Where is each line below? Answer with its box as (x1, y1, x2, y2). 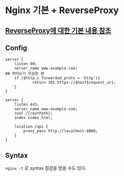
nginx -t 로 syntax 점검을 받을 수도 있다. (5, 165, 87, 171)
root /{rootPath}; (14, 111, 53, 116)
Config (5, 43, 27, 52)
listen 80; (14, 62, 37, 67)
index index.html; (14, 115, 53, 121)
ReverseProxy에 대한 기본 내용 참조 (5, 26, 111, 35)
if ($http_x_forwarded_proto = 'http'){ (14, 76, 100, 81)
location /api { (14, 124, 49, 129)
